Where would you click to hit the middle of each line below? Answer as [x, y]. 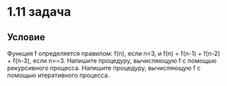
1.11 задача [39, 12]
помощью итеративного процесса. [58, 75]
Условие [26, 37]
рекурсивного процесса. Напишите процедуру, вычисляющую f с [104, 68]
